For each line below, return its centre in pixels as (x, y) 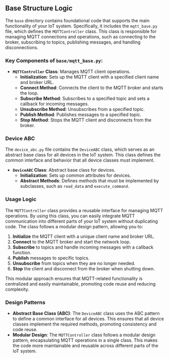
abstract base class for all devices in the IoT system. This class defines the (83, 155)
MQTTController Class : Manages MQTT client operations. (71, 72)
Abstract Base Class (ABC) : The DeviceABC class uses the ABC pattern (86, 313)
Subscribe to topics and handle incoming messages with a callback (83, 247)
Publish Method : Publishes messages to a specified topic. (81, 115)
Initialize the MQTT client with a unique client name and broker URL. (83, 236)
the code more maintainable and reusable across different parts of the (85, 346)
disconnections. (22, 47)
